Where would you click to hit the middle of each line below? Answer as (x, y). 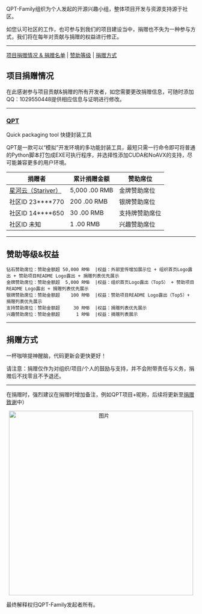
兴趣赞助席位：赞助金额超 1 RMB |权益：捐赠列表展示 (72, 314)
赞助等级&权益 (33, 254)
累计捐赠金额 (91, 179)
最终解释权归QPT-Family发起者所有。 (52, 604)
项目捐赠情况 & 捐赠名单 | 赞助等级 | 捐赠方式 (62, 55)
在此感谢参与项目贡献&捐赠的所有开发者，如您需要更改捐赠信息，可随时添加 (100, 92)
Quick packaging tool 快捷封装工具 (49, 135)
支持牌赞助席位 (140, 213)
